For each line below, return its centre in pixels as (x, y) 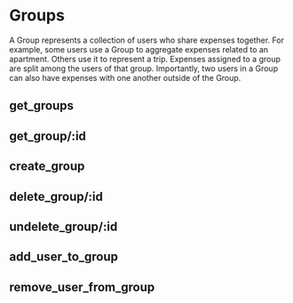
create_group (47, 167)
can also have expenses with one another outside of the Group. (125, 77)
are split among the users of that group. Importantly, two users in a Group (143, 68)
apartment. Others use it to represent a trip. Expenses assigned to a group (145, 59)
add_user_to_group (63, 257)
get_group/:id (48, 136)
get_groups (41, 106)
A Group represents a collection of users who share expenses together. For (146, 40)
